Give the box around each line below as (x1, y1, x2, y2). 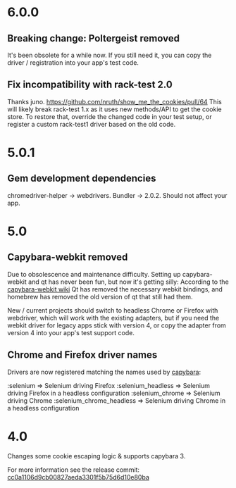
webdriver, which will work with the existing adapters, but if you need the (7, 313, 220, 322)
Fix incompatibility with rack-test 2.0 (7, 79, 173, 91)
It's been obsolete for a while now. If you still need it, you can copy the (7, 51, 212, 59)
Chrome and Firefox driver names (7, 349, 158, 361)
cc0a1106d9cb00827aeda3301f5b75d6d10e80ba (7, 473, 150, 481)
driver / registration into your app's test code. (7, 58, 139, 67)
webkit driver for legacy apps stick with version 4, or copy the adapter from (7, 321, 227, 330)
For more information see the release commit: (7, 465, 139, 474)
